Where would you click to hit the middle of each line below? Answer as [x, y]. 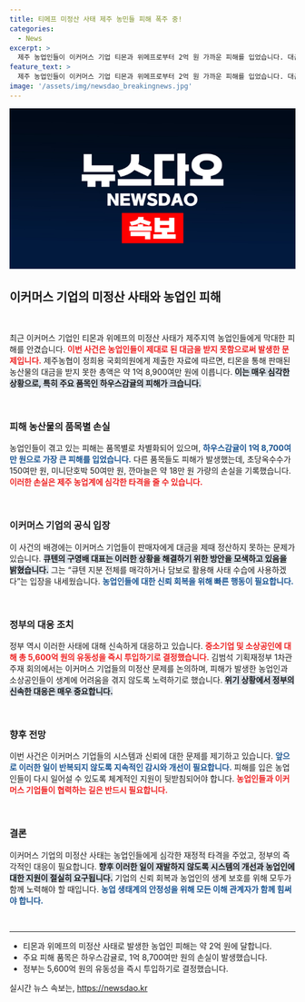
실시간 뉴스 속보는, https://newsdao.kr [79, 987]
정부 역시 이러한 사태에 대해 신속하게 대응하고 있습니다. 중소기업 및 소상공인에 [146, 645]
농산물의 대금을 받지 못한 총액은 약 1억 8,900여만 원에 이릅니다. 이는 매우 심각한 [150, 372]
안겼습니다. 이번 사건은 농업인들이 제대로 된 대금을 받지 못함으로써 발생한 [153, 349]
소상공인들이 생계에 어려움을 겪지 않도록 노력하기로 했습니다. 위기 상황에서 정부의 [152, 680]
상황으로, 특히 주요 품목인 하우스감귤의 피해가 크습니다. [105, 383]
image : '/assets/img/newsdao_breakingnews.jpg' [101, 86]
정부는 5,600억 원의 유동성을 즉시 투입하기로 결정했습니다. [125, 968]
